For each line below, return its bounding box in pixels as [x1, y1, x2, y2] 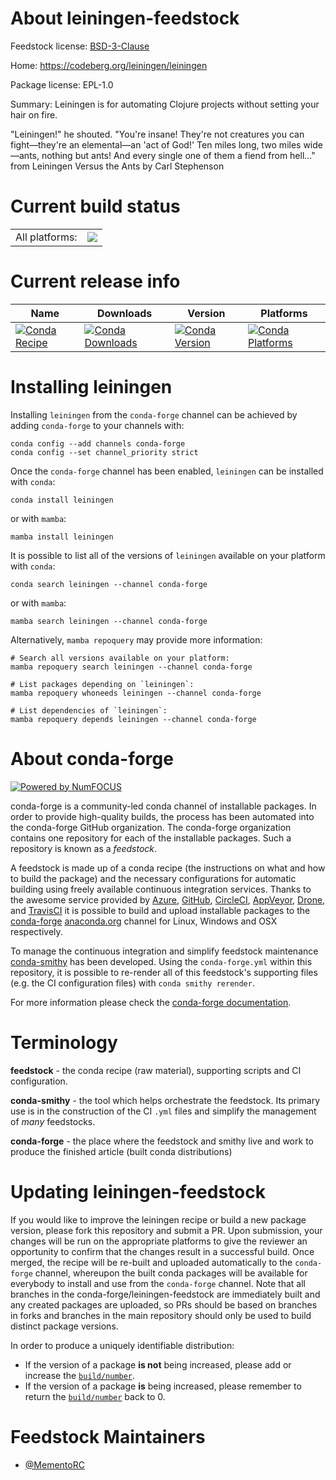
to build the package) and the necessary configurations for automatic [10, 872, 297, 884]
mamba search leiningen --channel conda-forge [10, 616, 208, 626]
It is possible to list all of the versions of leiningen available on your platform [10, 549, 326, 561]
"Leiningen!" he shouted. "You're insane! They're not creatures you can [10, 128, 305, 140]
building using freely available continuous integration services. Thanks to [10, 883, 312, 895]
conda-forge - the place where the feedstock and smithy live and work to [10, 1135, 314, 1147]
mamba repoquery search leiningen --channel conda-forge [10, 662, 253, 672]
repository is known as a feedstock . [10, 842, 158, 854]
